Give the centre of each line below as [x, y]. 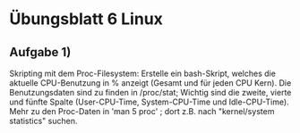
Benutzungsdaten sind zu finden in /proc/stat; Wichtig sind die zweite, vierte [150, 92]
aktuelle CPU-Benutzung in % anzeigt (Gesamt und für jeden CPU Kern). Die [150, 83]
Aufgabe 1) [40, 52]
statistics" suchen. [43, 121]
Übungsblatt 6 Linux [86, 19]
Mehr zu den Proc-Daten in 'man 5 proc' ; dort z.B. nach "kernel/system [142, 111]
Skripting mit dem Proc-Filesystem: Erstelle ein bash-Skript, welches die [142, 73]
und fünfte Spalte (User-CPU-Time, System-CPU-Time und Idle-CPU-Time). [149, 102]
